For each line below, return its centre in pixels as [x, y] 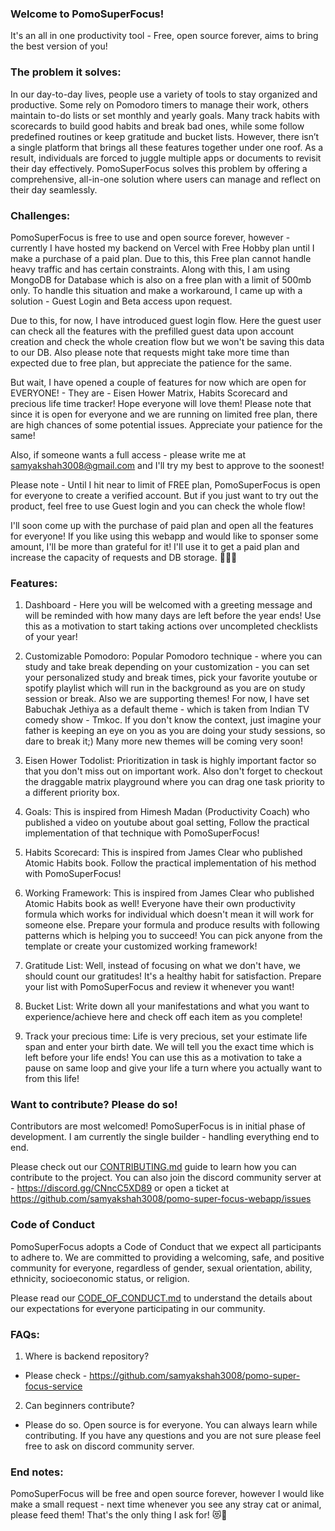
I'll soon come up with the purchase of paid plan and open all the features [162, 525]
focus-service [53, 1386]
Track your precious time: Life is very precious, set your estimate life [166, 1036]
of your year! [51, 637]
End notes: [37, 1472]
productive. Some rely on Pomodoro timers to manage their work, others [159, 104]
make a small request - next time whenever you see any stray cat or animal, [166, 1504]
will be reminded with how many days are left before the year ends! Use [173, 616]
